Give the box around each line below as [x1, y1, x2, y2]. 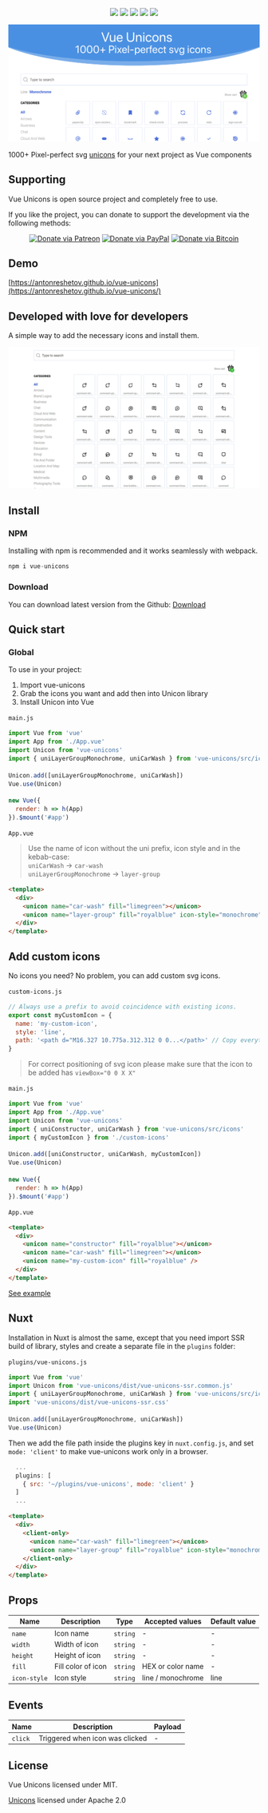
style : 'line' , [15, 1028, 66, 1036]
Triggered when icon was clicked [38, 1733, 148, 1743]
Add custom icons [8, 949, 101, 963]
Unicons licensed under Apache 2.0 [8, 1795, 126, 1805]
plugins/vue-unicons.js [8, 1358, 88, 1366]
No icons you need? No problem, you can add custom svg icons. [8, 971, 221, 980]
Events [8, 1698, 44, 1712]
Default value [210, 1616, 257, 1626]
